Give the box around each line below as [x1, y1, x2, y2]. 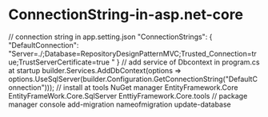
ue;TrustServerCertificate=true [8, 57, 110, 67]
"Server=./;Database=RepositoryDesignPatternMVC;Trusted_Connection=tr [8, 49, 258, 58]
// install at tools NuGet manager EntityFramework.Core [55, 82, 238, 92]
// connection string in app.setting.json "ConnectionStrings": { [8, 32, 213, 41]
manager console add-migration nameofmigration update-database [8, 99, 232, 109]
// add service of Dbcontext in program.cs [121, 57, 260, 67]
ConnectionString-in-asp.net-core [8, 6, 244, 24]
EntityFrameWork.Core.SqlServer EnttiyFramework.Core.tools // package [8, 91, 248, 100]
